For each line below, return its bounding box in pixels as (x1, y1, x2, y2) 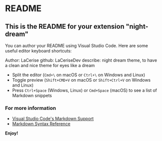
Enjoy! (5, 130, 18, 136)
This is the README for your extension (5, 22, 125, 31)
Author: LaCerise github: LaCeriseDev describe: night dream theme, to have (5, 57, 157, 63)
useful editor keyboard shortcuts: (5, 48, 72, 53)
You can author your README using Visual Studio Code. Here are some (5, 43, 148, 49)
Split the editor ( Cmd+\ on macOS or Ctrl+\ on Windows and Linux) (12, 72, 145, 78)
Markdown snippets (12, 93, 52, 98)
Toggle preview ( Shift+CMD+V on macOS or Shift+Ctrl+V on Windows (12, 77, 151, 83)
